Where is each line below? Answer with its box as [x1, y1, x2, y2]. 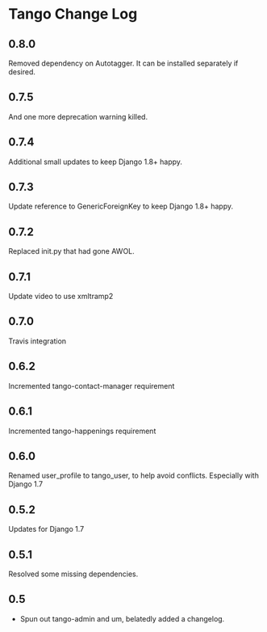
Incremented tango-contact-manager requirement [8, 381, 175, 390]
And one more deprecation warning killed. [8, 112, 148, 121]
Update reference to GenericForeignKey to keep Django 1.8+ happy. [8, 201, 234, 211]
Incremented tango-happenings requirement [8, 426, 156, 436]
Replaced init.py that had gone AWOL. [8, 246, 135, 256]
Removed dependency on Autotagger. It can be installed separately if [8, 58, 239, 68]
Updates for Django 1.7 [8, 525, 85, 534]
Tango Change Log [8, 5, 138, 23]
